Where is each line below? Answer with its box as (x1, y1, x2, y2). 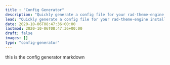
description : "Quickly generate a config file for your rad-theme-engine (5, 12, 164, 17)
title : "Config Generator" (5, 7, 65, 13)
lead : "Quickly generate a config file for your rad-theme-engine (5, 17, 148, 22)
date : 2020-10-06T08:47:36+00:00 (5, 21, 76, 27)
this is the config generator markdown (5, 54, 85, 60)
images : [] (5, 36, 28, 41)
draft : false (5, 31, 33, 36)
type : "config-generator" (5, 40, 60, 45)
